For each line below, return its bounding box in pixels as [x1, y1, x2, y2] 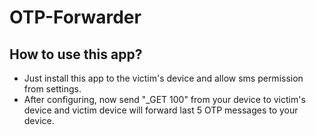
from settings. [23, 83, 82, 95]
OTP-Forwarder [9, 6, 142, 29]
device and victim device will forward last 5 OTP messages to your [23, 104, 299, 116]
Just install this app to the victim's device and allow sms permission [23, 72, 304, 84]
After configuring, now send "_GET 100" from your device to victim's [23, 94, 306, 105]
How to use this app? [9, 46, 143, 63]
